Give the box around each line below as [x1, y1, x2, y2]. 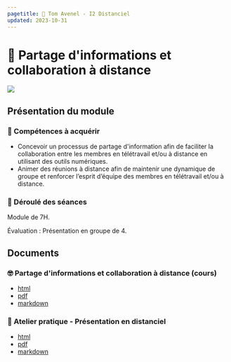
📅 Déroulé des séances [7, 198, 88, 207]
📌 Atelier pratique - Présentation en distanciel [7, 317, 166, 327]
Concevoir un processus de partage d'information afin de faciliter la [17, 142, 214, 151]
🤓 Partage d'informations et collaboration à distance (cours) [7, 268, 218, 278]
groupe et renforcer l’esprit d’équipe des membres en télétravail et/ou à [17, 172, 225, 181]
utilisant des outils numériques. [17, 157, 108, 166]
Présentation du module [7, 105, 114, 117]
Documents [7, 247, 60, 259]
